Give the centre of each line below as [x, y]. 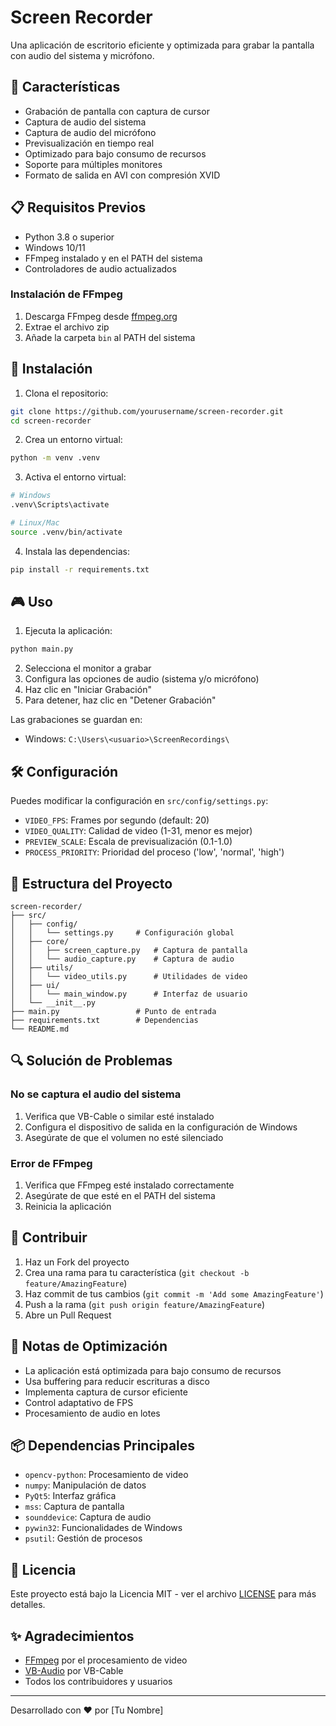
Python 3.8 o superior [69, 237]
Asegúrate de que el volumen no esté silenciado [124, 1137]
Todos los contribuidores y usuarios [98, 1682]
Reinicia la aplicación [68, 1206]
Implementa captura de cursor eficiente [106, 1392]
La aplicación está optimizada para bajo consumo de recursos [153, 1370]
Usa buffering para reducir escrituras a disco [117, 1381]
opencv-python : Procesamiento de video [106, 1475]
